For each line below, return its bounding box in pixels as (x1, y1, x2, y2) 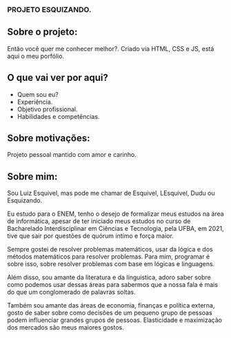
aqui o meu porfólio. (7, 52, 64, 60)
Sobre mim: (7, 171, 58, 182)
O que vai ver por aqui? (7, 72, 109, 84)
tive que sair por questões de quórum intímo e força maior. (7, 232, 174, 240)
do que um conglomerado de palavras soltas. (7, 288, 136, 297)
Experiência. (17, 97, 53, 106)
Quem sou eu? (17, 90, 59, 98)
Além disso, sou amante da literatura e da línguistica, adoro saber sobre (7, 273, 212, 281)
